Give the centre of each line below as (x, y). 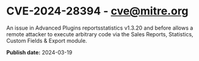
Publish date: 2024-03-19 (39, 52)
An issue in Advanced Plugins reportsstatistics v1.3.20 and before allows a (100, 28)
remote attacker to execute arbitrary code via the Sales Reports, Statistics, (100, 34)
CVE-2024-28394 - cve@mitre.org (97, 11)
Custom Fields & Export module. (47, 40)
